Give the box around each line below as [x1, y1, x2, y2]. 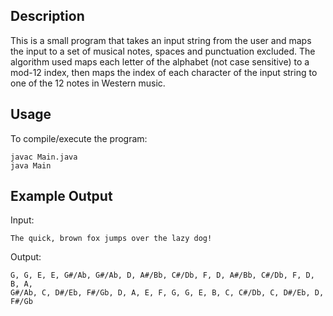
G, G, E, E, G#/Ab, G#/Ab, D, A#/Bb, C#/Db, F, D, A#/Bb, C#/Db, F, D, [10, 270, 315, 281]
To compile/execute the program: [10, 132, 148, 144]
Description [10, 8, 85, 25]
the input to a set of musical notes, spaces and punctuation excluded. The [10, 45, 316, 57]
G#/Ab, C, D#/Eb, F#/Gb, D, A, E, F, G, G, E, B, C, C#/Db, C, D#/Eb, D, [10, 288, 325, 298]
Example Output [10, 188, 113, 205]
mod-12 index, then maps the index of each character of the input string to [10, 66, 318, 78]
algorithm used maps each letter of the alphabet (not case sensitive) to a [10, 55, 310, 68]
